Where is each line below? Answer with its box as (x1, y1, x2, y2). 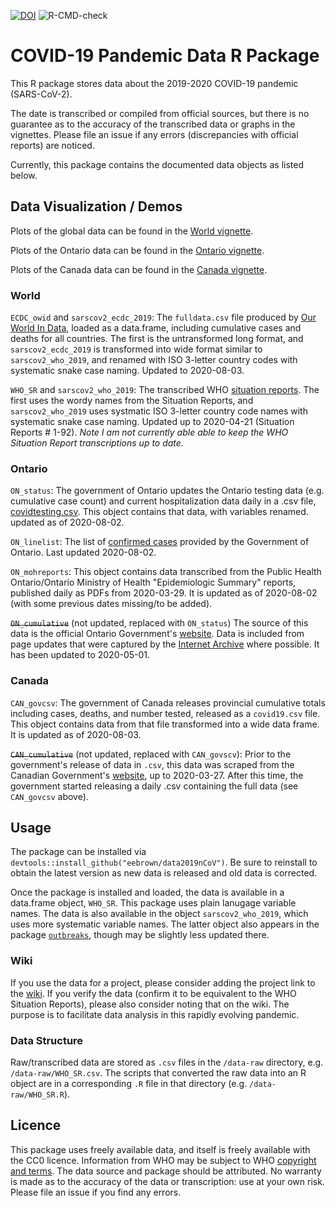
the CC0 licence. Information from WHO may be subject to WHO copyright (10, 1154, 317, 1166)
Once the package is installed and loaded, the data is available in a (10, 886, 285, 899)
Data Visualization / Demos (10, 198, 183, 215)
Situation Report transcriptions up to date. (10, 437, 184, 449)
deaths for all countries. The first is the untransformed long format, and (10, 333, 304, 345)
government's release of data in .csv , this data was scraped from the (10, 758, 295, 770)
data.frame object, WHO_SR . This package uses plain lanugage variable (10, 897, 297, 909)
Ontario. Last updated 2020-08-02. (10, 546, 157, 559)
